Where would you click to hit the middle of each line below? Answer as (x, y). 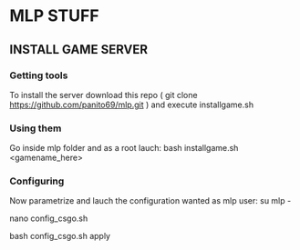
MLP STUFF (54, 16)
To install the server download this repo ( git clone (103, 95)
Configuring (37, 181)
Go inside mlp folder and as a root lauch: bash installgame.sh (124, 148)
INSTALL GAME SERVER (79, 50)
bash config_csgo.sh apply (60, 236)
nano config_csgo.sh (49, 218)
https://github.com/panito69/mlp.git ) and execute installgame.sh (131, 105)
